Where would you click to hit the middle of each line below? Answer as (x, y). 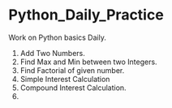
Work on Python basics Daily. (58, 37)
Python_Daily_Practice (86, 15)
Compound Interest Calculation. (73, 88)
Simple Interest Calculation (65, 79)
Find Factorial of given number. (72, 70)
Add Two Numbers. (52, 53)
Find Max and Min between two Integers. (88, 62)
